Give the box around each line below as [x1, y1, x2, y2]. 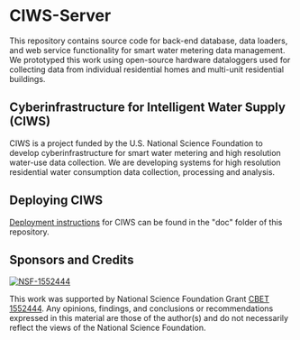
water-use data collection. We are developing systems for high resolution [9, 157, 281, 168]
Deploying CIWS [9, 193, 104, 208]
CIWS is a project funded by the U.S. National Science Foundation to [9, 137, 263, 149]
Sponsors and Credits [9, 252, 134, 267]
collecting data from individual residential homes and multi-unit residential [9, 64, 285, 75]
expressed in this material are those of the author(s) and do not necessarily [9, 313, 289, 324]
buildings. [9, 73, 46, 84]
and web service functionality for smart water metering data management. [9, 44, 286, 55]
